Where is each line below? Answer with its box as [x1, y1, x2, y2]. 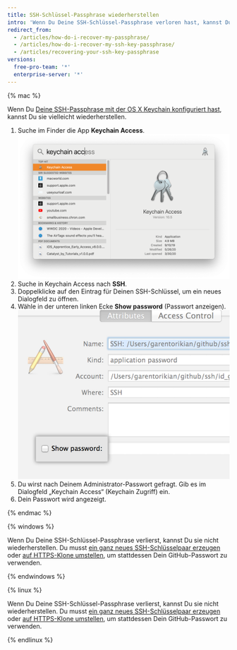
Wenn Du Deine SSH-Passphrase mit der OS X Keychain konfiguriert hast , [7, 104, 222, 113]
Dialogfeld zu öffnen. [17, 294, 79, 303]
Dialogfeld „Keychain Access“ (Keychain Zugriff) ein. [17, 487, 171, 495]
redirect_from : [7, 26, 52, 33]
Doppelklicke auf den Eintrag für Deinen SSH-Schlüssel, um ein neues [17, 287, 221, 296]
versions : [7, 56, 37, 64]
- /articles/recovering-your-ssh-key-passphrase [13, 49, 159, 56]
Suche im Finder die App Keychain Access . [17, 126, 145, 134]
